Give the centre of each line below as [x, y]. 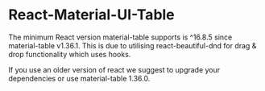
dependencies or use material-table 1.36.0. [79, 78]
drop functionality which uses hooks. [70, 54]
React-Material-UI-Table [91, 15]
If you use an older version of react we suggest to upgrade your [114, 69]
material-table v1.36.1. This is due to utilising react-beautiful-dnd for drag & [132, 45]
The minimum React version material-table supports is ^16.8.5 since [120, 37]
